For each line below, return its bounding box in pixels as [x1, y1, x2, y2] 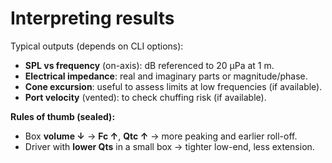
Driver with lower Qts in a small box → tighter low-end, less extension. [24, 140, 315, 152]
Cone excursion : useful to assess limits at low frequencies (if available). [24, 80, 323, 92]
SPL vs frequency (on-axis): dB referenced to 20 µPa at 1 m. [24, 59, 275, 71]
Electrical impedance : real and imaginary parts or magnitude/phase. [24, 70, 308, 82]
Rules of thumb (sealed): [10, 110, 116, 122]
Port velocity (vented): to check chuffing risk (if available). [24, 91, 267, 103]
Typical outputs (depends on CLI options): [10, 40, 184, 52]
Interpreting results [10, 7, 175, 30]
